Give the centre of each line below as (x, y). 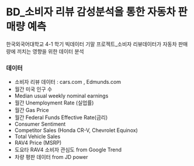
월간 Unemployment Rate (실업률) (54, 103)
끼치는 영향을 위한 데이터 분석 (50, 51)
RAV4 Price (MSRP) (38, 143)
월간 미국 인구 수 (33, 89)
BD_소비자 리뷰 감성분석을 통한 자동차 (91, 12)
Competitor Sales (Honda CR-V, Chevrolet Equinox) (76, 130)
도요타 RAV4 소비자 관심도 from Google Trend (68, 150)
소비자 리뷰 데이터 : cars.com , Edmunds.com (68, 82)
